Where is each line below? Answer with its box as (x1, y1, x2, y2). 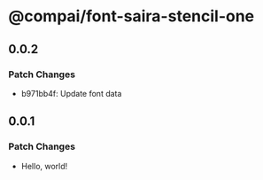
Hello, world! (20, 160, 68, 171)
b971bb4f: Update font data (20, 88, 122, 98)
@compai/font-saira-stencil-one (8, 6, 255, 27)
